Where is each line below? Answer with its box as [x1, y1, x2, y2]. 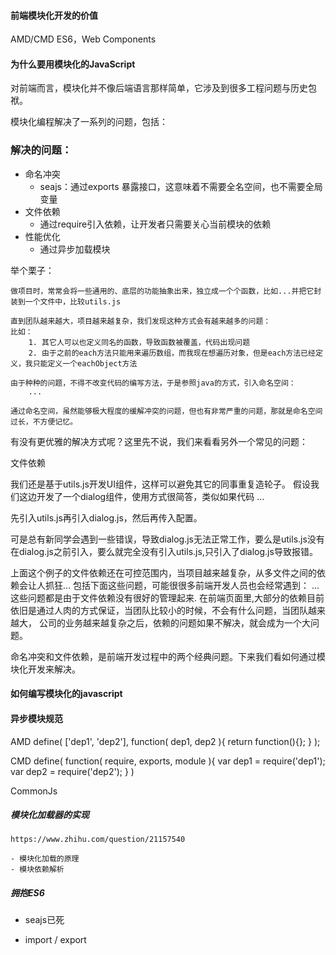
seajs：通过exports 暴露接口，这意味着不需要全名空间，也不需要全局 [39, 180, 323, 192]
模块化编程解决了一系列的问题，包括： [10, 116, 168, 128]
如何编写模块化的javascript [10, 688, 123, 700]
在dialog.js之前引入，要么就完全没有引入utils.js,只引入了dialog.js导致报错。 [10, 545, 318, 557]
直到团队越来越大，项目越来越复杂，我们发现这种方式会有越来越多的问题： [10, 316, 272, 326]
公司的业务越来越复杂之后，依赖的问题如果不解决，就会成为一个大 [38, 616, 311, 629]
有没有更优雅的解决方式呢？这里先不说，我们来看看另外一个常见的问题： [10, 435, 308, 447]
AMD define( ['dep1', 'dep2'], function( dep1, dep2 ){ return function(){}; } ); [10, 735, 321, 747]
